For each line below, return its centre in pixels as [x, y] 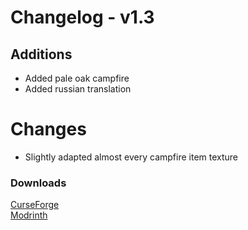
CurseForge [35, 205]
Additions [41, 54]
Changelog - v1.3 [82, 17]
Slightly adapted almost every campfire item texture [131, 157]
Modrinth [29, 215]
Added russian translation [78, 89]
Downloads [38, 183]
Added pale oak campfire [77, 78]
